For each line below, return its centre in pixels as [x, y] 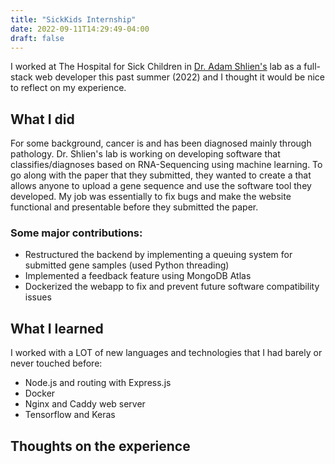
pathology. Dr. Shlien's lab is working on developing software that [145, 154]
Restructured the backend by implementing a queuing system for [158, 255]
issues [38, 297]
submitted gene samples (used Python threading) [127, 265]
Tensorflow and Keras [70, 415]
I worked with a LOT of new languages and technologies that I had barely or [166, 353]
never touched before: [56, 363]
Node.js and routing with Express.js [98, 383]
